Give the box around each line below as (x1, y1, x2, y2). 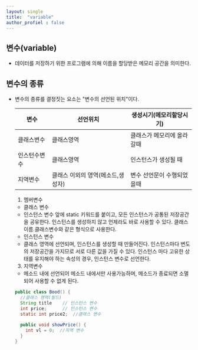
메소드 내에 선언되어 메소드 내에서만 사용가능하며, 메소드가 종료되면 (23, 270, 178, 277)
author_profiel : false (6, 19, 65, 25)
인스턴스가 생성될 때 (130, 156, 183, 163)
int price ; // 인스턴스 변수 (20, 305, 97, 312)
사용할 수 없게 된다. (34, 277, 79, 284)
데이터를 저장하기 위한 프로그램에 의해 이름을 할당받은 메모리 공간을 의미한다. (14, 60, 192, 67)
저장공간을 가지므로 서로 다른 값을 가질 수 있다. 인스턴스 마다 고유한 (29, 248, 184, 254)
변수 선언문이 (130, 171, 165, 179)
